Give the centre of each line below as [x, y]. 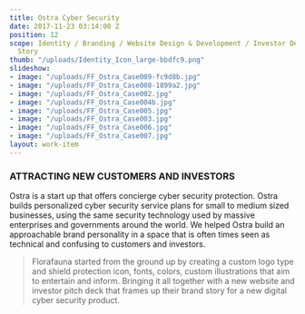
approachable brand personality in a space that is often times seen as [140, 235]
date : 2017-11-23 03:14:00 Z [64, 26]
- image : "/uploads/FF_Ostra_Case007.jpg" [91, 136]
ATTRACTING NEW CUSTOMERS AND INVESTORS [123, 176]
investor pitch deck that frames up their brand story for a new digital [159, 290]
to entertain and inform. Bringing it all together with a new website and [163, 281]
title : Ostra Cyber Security [64, 18]
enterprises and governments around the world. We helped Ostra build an [147, 225]
